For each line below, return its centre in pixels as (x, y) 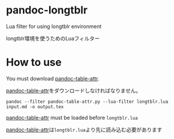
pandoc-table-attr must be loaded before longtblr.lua (72, 117)
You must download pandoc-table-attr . (53, 78)
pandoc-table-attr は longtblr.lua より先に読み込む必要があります (84, 130)
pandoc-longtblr (47, 10)
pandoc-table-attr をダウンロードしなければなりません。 (74, 91)
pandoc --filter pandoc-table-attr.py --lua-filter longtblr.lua (87, 102)
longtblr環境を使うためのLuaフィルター (53, 38)
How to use (34, 62)
